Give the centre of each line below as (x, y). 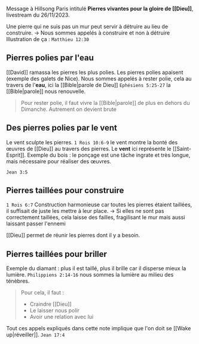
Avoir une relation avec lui (62, 317)
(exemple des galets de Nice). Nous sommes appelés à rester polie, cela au (99, 78)
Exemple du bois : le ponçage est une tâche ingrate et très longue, (108, 155)
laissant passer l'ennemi (36, 224)
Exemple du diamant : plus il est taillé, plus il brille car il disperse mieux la (96, 268)
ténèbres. (18, 281)
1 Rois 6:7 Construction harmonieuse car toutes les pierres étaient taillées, (99, 204)
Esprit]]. (16, 155)
